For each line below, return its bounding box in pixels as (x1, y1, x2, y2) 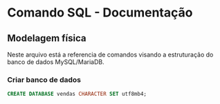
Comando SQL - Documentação (7, 5, 193, 21)
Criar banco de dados (7, 74, 82, 84)
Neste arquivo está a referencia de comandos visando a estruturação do (7, 50, 214, 59)
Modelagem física (7, 32, 86, 44)
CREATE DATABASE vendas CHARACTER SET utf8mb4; (7, 91, 147, 98)
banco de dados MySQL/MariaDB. (7, 58, 105, 66)
